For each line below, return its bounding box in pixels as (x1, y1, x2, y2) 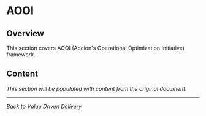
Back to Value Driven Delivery (6, 102, 82, 110)
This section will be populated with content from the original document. (6, 85, 187, 92)
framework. (6, 51, 36, 58)
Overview (6, 28, 45, 39)
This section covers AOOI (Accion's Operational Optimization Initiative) (6, 44, 185, 52)
